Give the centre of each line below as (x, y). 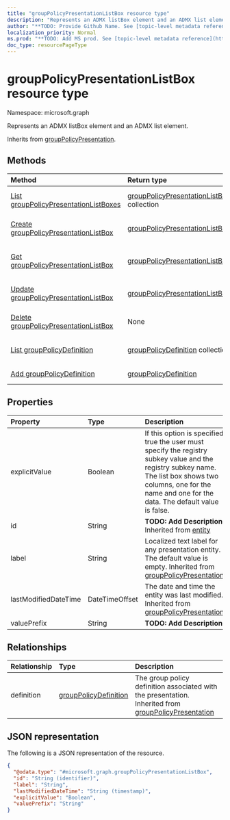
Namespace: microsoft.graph (48, 112)
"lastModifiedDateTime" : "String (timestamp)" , (82, 791)
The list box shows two (182, 476)
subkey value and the (179, 459)
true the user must (174, 441)
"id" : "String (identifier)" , (56, 778)
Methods (27, 161)
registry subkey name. (181, 467)
